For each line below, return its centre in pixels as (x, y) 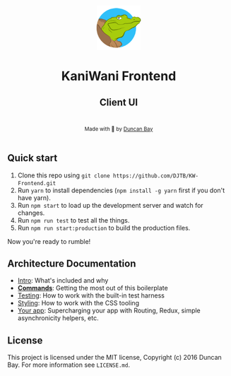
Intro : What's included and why (63, 281)
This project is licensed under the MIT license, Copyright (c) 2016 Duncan (115, 358)
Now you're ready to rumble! (49, 241)
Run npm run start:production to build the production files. (104, 228)
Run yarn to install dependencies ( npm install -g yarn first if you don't (121, 190)
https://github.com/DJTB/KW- (156, 176)
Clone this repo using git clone (64, 175)
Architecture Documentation (72, 264)
